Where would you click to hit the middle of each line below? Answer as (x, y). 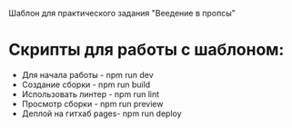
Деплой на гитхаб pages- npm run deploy (102, 113)
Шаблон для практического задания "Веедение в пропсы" (122, 13)
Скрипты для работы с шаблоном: (146, 50)
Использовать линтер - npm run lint (91, 94)
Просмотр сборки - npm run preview (92, 103)
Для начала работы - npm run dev (87, 74)
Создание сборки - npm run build (86, 84)
